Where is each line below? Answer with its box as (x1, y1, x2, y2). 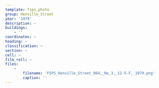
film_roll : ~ (5, 57, 32, 62)
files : (5, 62, 19, 66)
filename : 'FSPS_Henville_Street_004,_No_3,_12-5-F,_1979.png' (23, 71, 155, 76)
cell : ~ (5, 52, 21, 58)
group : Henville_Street (5, 12, 54, 17)
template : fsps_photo (5, 7, 50, 12)
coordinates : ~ (5, 35, 36, 40)
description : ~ (5, 21, 36, 26)
